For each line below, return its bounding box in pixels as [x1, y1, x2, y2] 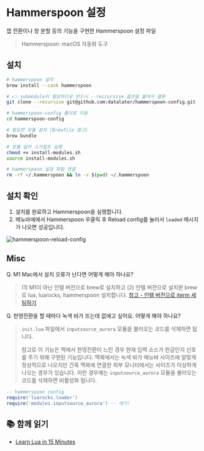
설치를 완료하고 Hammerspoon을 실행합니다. [15, 208, 124, 215]
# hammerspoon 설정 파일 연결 [6, 167, 76, 173]
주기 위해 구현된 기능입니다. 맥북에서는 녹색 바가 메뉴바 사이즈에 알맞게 [28, 353, 197, 361]
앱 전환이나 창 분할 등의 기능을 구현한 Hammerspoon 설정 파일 [6, 27, 156, 34]
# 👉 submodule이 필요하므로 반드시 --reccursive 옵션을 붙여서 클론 [6, 93, 166, 100]
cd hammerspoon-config [6, 116, 64, 122]
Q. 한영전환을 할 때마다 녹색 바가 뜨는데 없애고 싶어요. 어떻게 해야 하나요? [6, 312, 181, 320]
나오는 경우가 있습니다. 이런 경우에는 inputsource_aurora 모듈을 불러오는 [21, 369, 197, 376]
